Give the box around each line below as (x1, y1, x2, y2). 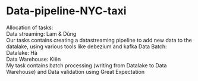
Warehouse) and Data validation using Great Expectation (6, 68, 144, 75)
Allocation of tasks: (6, 24, 54, 31)
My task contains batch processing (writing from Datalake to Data (6, 61, 167, 69)
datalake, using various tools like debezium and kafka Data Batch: (6, 43, 168, 50)
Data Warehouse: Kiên (6, 55, 61, 63)
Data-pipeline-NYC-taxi (6, 4, 127, 18)
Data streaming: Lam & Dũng (6, 30, 77, 37)
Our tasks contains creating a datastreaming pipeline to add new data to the (6, 36, 192, 43)
